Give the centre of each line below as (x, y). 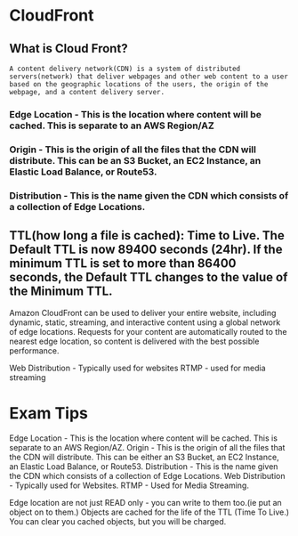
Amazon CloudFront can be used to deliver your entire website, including (143, 313)
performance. (34, 350)
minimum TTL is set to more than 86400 (123, 264)
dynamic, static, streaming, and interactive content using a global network (145, 322)
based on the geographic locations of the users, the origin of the (139, 85)
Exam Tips (49, 413)
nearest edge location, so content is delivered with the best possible (134, 341)
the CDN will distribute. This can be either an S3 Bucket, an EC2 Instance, (144, 457)
